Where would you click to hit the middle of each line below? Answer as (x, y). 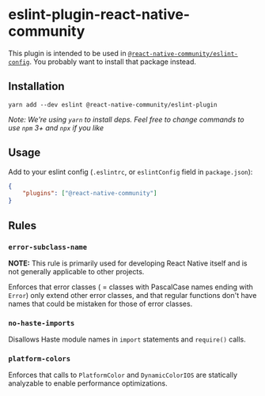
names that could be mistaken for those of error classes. (100, 304)
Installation (36, 87)
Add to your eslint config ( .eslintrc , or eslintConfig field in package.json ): (131, 172)
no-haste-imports (42, 323)
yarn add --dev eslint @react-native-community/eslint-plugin (113, 104)
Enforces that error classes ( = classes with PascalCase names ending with (131, 287)
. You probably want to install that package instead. (112, 62)
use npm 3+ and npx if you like (56, 127)
